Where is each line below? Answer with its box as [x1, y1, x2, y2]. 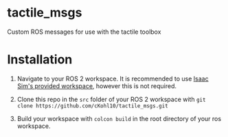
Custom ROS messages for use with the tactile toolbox [7, 28, 161, 36]
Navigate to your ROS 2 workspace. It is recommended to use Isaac [16, 74, 209, 83]
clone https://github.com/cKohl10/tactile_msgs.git [16, 102, 168, 109]
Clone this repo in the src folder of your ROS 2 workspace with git [16, 95, 206, 103]
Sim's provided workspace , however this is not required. [16, 81, 177, 90]
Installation [7, 52, 73, 67]
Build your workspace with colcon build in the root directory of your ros [16, 114, 222, 123]
